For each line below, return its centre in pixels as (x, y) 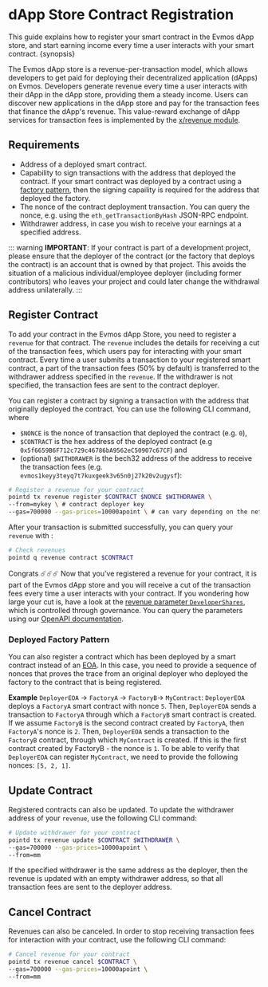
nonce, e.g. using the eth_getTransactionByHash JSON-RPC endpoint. (134, 215)
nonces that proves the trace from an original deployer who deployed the (128, 674)
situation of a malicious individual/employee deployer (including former (125, 273)
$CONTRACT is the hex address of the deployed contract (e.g (116, 441)
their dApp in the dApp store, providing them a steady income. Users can (128, 94)
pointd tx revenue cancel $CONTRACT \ (73, 962)
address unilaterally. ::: (45, 289)
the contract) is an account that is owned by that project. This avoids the (127, 264)
